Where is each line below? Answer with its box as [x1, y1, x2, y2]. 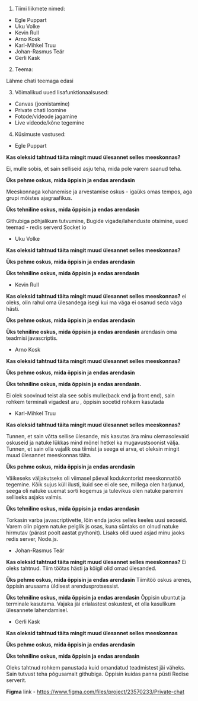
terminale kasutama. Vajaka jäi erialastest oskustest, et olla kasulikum [6, 600, 176, 607]
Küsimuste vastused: [14, 130, 66, 138]
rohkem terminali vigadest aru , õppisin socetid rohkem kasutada [6, 399, 164, 405]
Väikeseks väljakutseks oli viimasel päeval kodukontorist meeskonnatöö [6, 474, 181, 482]
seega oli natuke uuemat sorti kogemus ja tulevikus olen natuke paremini [6, 487, 184, 494]
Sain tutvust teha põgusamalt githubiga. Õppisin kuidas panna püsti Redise [6, 670, 189, 677]
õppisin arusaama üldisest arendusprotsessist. [6, 582, 120, 590]
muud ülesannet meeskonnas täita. [6, 452, 92, 458]
